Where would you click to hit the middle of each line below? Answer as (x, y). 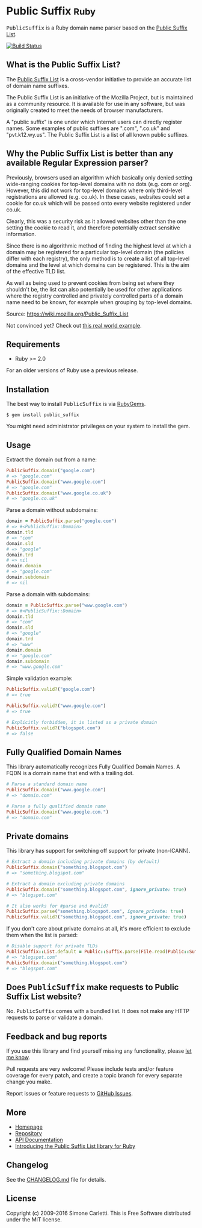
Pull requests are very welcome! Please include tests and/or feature (90, 1069)
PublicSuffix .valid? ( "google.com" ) (51, 690)
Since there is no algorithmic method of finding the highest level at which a (99, 246)
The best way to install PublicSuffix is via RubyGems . (76, 404)
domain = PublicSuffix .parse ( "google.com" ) (62, 521)
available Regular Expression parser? (77, 163)
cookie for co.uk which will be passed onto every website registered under (99, 203)
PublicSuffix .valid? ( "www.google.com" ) (56, 706)
